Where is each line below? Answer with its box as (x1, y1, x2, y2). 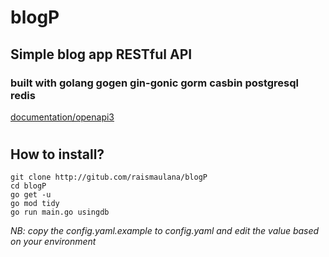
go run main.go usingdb (10, 207, 110, 218)
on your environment (10, 236, 97, 248)
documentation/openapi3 (10, 111, 115, 123)
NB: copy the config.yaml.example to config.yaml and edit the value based (10, 225, 320, 237)
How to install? (10, 146, 105, 163)
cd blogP (10, 181, 47, 191)
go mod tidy (10, 199, 60, 209)
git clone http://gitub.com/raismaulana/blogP (10, 172, 208, 183)
